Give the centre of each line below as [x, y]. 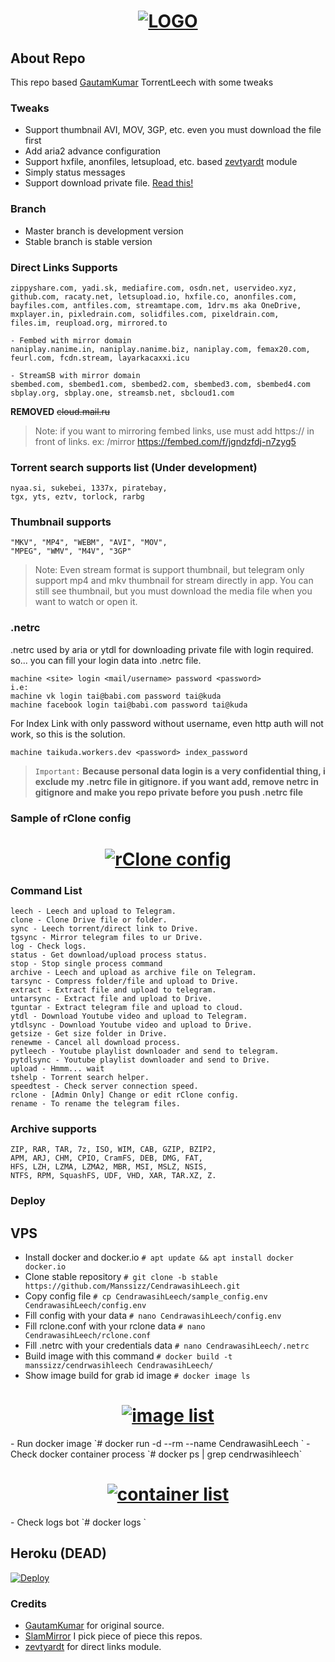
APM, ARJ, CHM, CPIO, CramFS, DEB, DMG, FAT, [106, 1158]
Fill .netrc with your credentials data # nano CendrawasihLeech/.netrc [167, 1346]
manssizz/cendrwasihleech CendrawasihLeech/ [119, 1366]
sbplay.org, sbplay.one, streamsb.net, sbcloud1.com [122, 393]
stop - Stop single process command [86, 964]
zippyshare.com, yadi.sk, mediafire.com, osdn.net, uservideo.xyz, [154, 288]
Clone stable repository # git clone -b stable [121, 1277]
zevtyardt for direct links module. [93, 1647]
